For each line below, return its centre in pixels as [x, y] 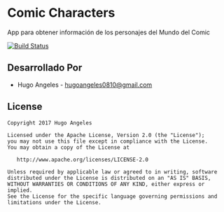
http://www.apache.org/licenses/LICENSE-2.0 [83, 160]
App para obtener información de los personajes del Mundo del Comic [109, 32]
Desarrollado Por [45, 68]
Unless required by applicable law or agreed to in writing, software [112, 172]
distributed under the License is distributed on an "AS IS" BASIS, [109, 178]
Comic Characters [61, 13]
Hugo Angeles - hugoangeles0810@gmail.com [85, 85]
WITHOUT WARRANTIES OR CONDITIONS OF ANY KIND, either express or [106, 184]
